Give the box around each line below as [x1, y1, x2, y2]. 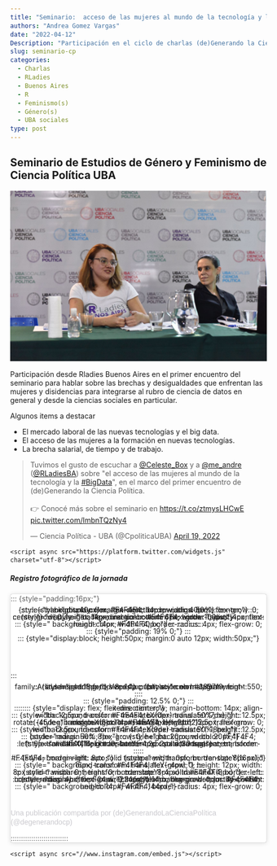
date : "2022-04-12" [10, 30, 77, 38]
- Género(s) [17, 107, 59, 116]
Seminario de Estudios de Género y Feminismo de [10, 155, 267, 170]
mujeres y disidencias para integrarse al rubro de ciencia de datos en [10, 387, 243, 396]
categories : [10, 56, 51, 64]
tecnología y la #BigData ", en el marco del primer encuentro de [29, 477, 242, 488]
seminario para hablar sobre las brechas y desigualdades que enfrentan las [10, 378, 263, 388]
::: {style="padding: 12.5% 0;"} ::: [82, 696, 195, 706]
